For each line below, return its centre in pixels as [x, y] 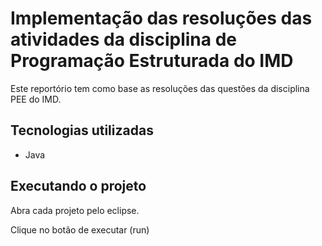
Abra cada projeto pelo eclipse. [75, 210]
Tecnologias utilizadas [82, 130]
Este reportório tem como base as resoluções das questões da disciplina [160, 88]
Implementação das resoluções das [161, 18]
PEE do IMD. [36, 99]
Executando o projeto [78, 186]
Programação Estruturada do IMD [152, 61]
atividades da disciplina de [124, 39]
